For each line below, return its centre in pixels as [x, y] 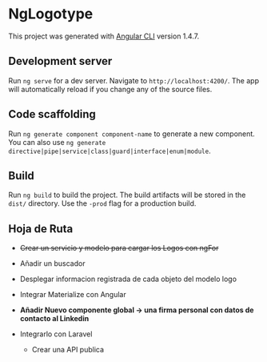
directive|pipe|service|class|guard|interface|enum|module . [110, 151]
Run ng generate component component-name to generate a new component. [132, 134]
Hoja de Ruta [41, 229]
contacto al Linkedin [54, 319]
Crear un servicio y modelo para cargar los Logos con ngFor [119, 248]
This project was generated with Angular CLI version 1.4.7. [104, 36]
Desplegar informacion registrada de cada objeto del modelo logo [128, 279]
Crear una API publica [68, 350]
